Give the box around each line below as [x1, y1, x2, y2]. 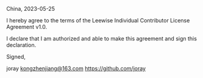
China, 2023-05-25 [6, 5, 55, 12]
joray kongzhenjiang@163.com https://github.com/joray [6, 65, 146, 72]
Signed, [6, 53, 26, 60]
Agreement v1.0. [6, 24, 48, 30]
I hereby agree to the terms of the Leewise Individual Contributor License [6, 17, 190, 24]
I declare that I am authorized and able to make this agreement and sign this [6, 35, 197, 42]
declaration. [6, 42, 37, 48]
